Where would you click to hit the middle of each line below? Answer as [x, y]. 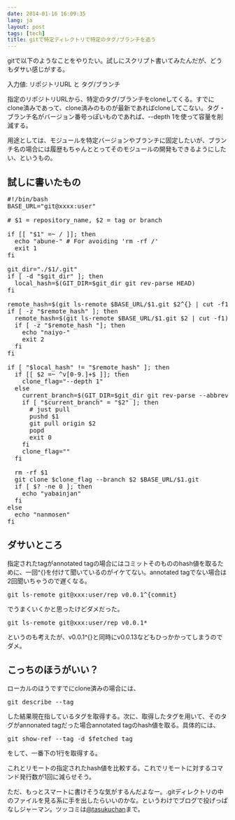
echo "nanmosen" [42, 514]
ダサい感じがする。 [41, 69]
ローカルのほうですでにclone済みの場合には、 [73, 688]
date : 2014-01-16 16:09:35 [47, 14]
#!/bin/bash [28, 199]
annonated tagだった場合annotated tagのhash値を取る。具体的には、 [119, 725]
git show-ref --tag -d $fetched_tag [70, 739]
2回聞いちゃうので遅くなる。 [49, 581]
